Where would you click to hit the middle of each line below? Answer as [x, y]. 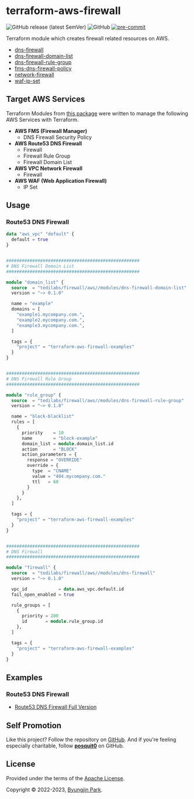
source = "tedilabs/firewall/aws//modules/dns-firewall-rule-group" [98, 400]
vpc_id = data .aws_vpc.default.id [68, 589]
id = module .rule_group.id [62, 622]
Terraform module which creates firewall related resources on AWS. [88, 38]
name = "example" [32, 304]
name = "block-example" [60, 438]
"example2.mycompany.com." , [51, 320]
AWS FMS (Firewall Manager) [51, 131]
